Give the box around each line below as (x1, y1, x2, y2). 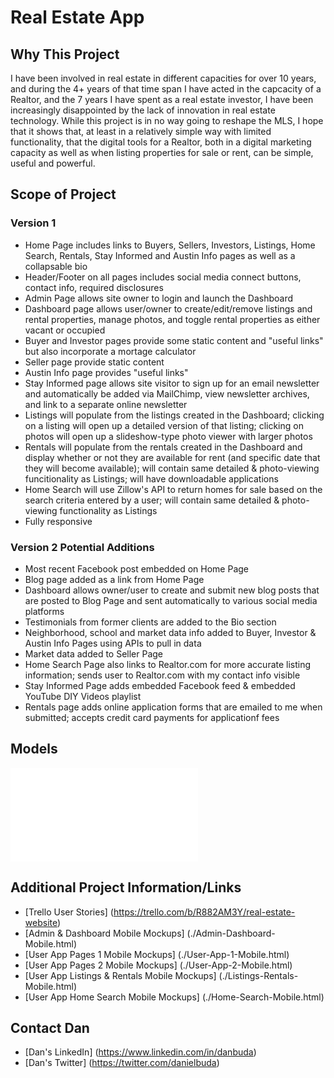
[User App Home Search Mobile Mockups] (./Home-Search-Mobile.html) (24, 991, 325, 1003)
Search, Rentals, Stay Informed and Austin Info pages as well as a (24, 249, 296, 261)
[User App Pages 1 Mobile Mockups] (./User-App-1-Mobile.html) (24, 948, 290, 960)
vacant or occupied (24, 324, 106, 336)
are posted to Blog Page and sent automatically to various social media (24, 594, 318, 606)
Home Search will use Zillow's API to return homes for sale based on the (24, 483, 323, 495)
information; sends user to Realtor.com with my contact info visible (24, 669, 301, 681)
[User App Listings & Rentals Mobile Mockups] (24, 969, 217, 981)
